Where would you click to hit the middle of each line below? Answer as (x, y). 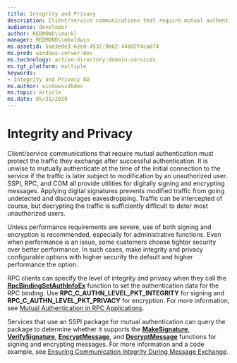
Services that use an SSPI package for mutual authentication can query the (116, 321)
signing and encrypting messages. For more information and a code (106, 344)
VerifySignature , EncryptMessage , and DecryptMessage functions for (112, 336)
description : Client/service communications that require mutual (105, 20)
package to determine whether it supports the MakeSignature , (99, 329)
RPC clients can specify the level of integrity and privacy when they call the (117, 278)
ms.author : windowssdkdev (45, 86)
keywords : (22, 73)
